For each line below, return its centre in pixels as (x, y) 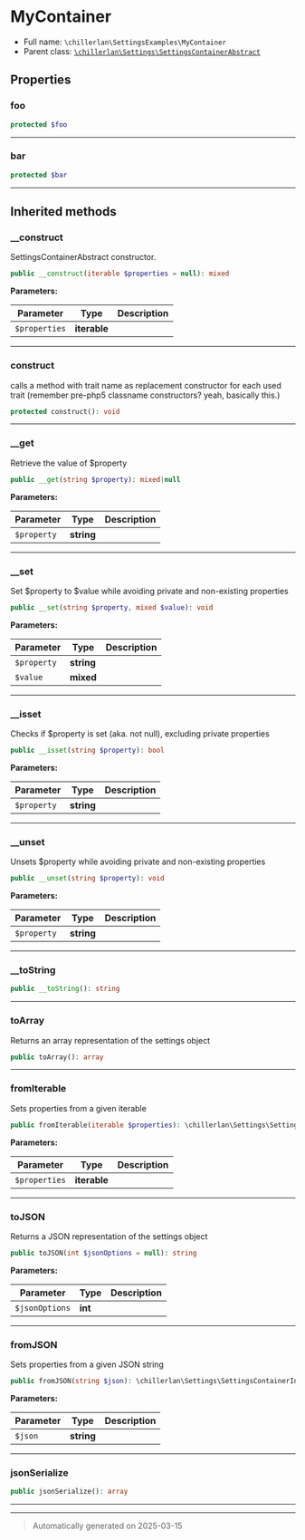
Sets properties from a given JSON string (87, 1364)
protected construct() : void (65, 411)
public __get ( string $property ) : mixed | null (95, 479)
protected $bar (39, 175)
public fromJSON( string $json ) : (71, 1381)
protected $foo (39, 124)
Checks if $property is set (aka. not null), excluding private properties (140, 734)
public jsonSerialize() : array (69, 1492)
